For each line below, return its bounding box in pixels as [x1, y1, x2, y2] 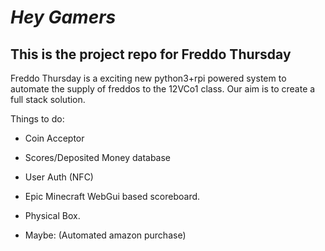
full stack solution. [10, 94, 86, 105]
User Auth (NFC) [24, 171, 94, 183]
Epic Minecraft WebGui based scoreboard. [24, 191, 201, 202]
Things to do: [10, 113, 65, 125]
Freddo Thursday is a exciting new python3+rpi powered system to [10, 72, 287, 84]
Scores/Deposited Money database [24, 152, 172, 163]
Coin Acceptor [24, 132, 85, 144]
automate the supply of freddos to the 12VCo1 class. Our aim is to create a [10, 83, 316, 95]
